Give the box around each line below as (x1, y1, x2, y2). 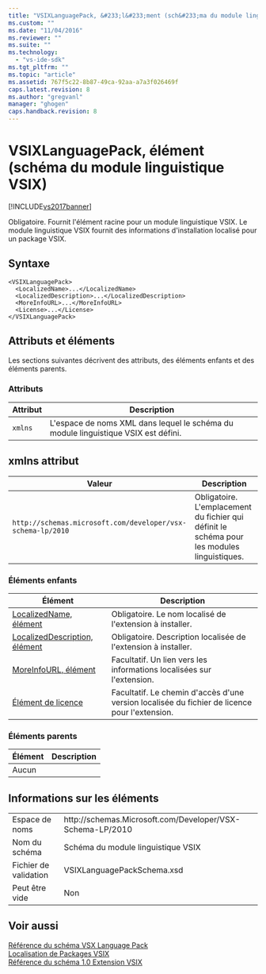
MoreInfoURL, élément (12, 664, 97, 675)
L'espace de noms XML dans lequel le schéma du (49, 418, 234, 429)
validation (12, 870, 49, 881)
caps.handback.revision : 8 (8, 108, 97, 116)
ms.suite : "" (8, 41, 51, 49)
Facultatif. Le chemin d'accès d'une (111, 687, 245, 698)
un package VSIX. (8, 233, 67, 243)
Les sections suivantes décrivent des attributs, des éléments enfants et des (8, 355, 255, 365)
